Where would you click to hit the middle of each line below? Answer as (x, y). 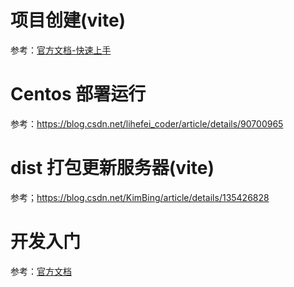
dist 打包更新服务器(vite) (112, 168)
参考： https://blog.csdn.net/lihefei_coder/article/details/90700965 (147, 123)
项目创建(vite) (68, 20)
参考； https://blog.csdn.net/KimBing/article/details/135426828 (140, 197)
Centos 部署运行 (78, 94)
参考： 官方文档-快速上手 (61, 50)
